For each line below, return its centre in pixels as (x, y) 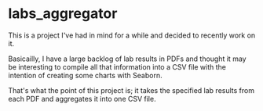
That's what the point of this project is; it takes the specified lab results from (131, 90)
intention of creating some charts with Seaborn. (85, 75)
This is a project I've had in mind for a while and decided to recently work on (132, 35)
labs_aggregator (63, 14)
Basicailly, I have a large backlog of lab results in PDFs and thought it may (127, 59)
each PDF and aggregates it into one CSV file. (82, 98)
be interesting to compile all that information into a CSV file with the (117, 66)
